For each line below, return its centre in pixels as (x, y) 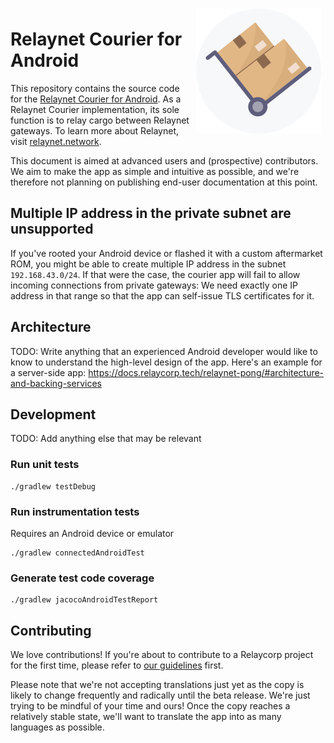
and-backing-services (56, 383)
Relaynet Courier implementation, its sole (95, 109)
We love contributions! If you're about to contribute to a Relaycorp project (162, 655)
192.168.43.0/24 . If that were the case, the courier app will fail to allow (155, 274)
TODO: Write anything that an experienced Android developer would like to (164, 351)
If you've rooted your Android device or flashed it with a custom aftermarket (166, 253)
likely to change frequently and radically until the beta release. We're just (160, 695)
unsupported (52, 229)
